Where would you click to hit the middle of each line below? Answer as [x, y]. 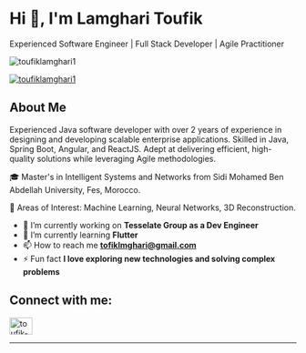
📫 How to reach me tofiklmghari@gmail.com [110, 245]
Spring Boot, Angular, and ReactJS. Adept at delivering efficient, [130, 148]
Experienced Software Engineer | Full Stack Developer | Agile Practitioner [147, 44]
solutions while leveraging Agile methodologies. [127, 158]
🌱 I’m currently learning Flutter [80, 235]
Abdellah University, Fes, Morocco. [75, 189]
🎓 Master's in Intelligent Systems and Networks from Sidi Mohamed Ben [147, 176]
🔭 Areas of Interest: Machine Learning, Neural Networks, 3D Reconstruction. [153, 207]
